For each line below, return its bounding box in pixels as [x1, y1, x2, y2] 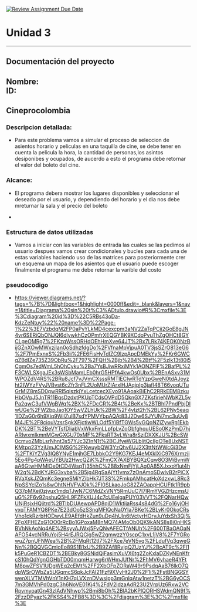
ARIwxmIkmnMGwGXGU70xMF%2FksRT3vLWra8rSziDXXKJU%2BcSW [14, 431, 189, 438]
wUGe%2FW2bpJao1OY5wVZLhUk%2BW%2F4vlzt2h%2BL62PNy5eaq [14, 407, 189, 414]
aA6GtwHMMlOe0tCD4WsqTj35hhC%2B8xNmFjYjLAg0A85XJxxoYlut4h [14, 462, 191, 469]
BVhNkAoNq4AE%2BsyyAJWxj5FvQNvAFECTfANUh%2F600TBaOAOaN [14, 525, 191, 532]
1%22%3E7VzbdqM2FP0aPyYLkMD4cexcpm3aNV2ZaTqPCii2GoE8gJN [14, 326, 189, 333]
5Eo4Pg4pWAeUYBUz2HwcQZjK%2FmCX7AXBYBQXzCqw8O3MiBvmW [14, 457, 190, 464]
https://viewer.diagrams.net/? [14, 294, 86, 302]
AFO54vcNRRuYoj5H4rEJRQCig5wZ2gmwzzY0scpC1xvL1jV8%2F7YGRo [14, 531, 191, 538]
